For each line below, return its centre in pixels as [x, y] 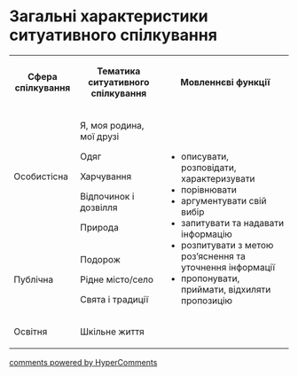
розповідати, [209, 168]
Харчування [106, 176]
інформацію [207, 234]
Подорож [100, 259]
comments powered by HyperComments [83, 362]
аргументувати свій [224, 200]
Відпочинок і [107, 196]
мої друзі [99, 137]
